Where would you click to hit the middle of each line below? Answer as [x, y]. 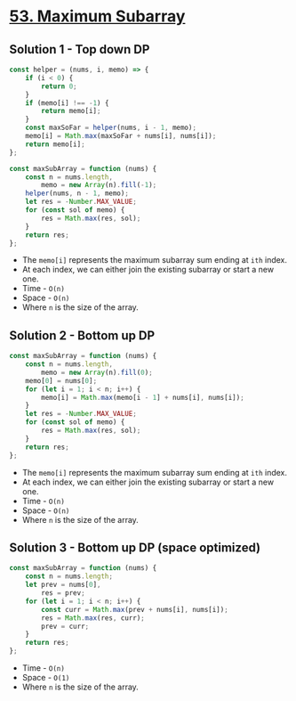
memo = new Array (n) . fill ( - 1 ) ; [99, 185]
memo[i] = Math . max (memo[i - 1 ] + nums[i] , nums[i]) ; [143, 397]
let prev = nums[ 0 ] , [63, 585]
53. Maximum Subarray [97, 16]
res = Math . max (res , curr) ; [93, 618]
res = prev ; [64, 593]
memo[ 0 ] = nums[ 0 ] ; [61, 380]
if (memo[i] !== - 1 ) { [67, 103]
